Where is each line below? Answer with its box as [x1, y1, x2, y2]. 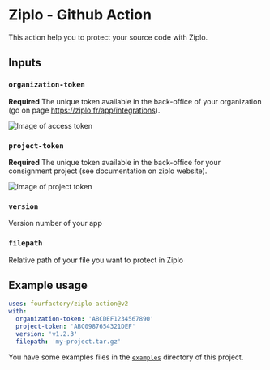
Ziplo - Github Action [8, 6, 152, 24]
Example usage [8, 278, 88, 292]
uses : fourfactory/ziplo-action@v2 [8, 300, 129, 308]
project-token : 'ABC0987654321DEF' [15, 322, 136, 330]
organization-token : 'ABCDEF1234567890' [15, 315, 154, 323]
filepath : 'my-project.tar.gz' [15, 338, 122, 346]
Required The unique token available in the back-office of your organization [8, 96, 262, 106]
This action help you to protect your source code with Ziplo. [8, 32, 208, 42]
